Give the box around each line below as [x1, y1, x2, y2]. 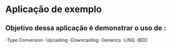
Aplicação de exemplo [5, 4, 102, 15]
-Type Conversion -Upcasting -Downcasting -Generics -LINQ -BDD [5, 37, 148, 43]
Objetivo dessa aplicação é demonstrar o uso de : [5, 24, 166, 32]
